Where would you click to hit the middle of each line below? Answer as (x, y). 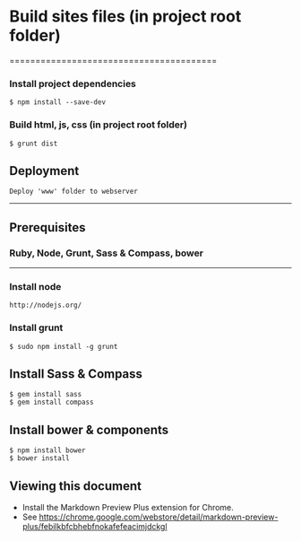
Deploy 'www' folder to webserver (74, 192)
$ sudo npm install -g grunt (64, 346)
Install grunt (36, 327)
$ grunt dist (34, 144)
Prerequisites (47, 227)
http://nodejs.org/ (46, 305)
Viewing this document (75, 486)
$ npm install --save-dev (57, 102)
